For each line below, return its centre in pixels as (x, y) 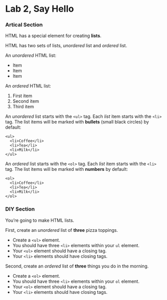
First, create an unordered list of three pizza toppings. (61, 230)
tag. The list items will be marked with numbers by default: (67, 169)
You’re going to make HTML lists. (40, 220)
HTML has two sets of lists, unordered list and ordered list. (66, 46)
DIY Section (20, 209)
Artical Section (24, 25)
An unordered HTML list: (31, 55)
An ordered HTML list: (28, 86)
